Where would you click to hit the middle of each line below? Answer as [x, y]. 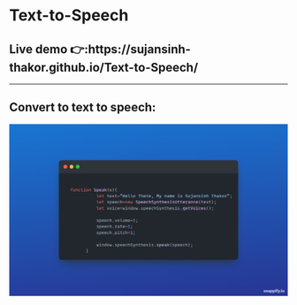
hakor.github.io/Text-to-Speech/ [104, 67]
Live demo [38, 49]
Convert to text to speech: [83, 107]
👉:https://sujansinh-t [131, 49]
